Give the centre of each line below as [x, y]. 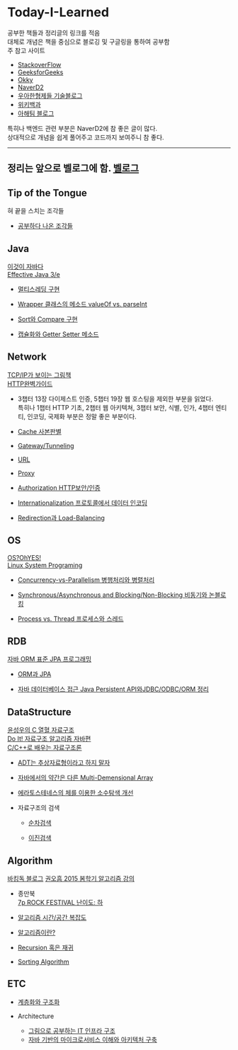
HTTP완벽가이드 [30, 384]
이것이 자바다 [25, 266]
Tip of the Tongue [47, 193]
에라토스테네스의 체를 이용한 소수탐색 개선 [75, 793]
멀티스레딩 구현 [39, 289]
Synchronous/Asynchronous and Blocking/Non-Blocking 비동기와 [112, 595]
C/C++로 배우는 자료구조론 [45, 748]
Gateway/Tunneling [46, 445]
